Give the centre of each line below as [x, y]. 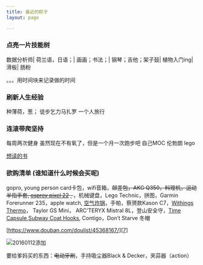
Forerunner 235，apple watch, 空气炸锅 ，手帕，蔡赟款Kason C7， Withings [100, 203]
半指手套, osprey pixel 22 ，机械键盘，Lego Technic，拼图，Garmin [92, 195]
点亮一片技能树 [28, 45]
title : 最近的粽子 [27, 12]
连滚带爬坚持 [25, 129]
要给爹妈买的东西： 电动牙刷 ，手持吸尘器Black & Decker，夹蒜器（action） [99, 255]
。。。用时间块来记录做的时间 [41, 80]
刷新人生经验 [25, 97]
